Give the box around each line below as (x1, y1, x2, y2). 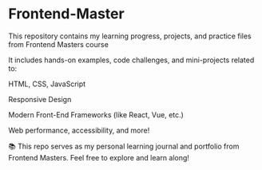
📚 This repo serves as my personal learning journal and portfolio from (8, 141, 240, 151)
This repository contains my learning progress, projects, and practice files (8, 31, 252, 41)
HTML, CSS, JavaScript (8, 79, 86, 89)
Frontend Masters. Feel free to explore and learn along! (8, 152, 190, 162)
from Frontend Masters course (8, 39, 109, 49)
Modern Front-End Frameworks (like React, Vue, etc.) (8, 109, 184, 120)
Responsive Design (8, 94, 72, 104)
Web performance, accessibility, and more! (8, 125, 150, 135)
